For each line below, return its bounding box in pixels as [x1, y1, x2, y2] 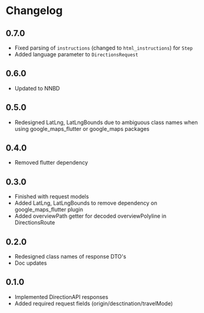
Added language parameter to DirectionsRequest [14, 51, 139, 58]
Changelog [5, 4, 63, 18]
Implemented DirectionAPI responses [14, 293, 109, 300]
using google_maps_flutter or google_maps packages [14, 125, 150, 132]
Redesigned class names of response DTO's [14, 253, 126, 260]
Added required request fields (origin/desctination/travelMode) [14, 300, 173, 307]
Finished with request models [14, 193, 89, 201]
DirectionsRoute [14, 219, 56, 226]
